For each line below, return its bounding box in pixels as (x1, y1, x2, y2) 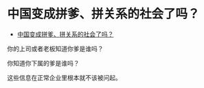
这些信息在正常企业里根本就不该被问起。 (7, 73, 122, 82)
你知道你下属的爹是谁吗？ (7, 59, 80, 67)
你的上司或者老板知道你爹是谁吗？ (7, 44, 104, 53)
